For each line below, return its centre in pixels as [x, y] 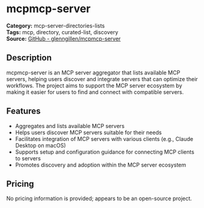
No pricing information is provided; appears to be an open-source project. [99, 199]
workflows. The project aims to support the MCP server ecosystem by [94, 85]
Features [23, 111]
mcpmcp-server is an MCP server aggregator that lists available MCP [93, 73]
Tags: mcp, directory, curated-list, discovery [62, 32]
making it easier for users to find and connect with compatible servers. [95, 92]
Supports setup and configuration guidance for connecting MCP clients [105, 152]
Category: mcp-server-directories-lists [56, 26]
